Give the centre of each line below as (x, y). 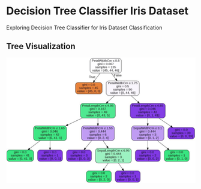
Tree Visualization (41, 46)
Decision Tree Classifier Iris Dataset (97, 11)
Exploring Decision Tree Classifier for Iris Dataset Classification (84, 28)
